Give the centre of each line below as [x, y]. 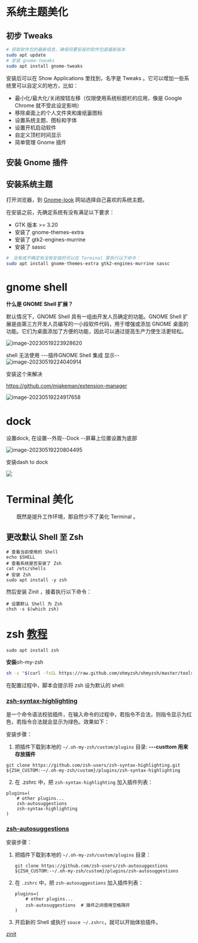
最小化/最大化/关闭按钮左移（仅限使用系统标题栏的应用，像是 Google [98, 98]
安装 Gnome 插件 [37, 162]
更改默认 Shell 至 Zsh [45, 537]
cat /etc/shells [26, 569]
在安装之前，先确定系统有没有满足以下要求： [60, 212]
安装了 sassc [30, 247]
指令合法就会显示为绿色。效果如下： [65, 722]
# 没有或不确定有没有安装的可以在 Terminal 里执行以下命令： [73, 258]
